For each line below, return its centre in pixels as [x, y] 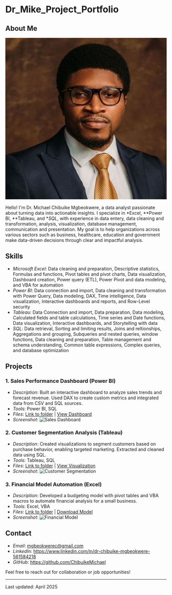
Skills [14, 257]
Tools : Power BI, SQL [35, 408]
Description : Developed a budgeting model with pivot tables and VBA [85, 496]
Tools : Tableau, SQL [34, 460]
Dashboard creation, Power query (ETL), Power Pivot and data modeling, [89, 279]
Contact [18, 533]
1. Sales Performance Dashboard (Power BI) [61, 381]
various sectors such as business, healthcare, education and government [83, 235]
